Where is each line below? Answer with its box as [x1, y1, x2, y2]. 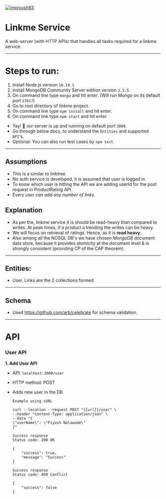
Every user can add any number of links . [12, 192, 95, 198]
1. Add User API [5, 360, 38, 366]
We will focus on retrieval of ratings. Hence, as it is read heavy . [12, 230, 142, 236]
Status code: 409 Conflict [12, 472, 68, 477]
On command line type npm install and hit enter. [12, 108, 112, 114]
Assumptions [5, 158, 47, 166]
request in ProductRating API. [12, 186, 73, 192]
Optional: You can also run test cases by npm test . [12, 138, 115, 144]
